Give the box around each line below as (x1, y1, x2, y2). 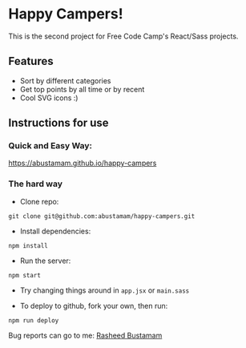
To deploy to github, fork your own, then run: (19, 301, 168, 310)
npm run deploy (8, 316, 59, 325)
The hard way (8, 178, 63, 189)
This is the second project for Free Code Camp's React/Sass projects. (8, 31, 239, 41)
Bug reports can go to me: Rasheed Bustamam (8, 330, 163, 340)
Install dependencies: (19, 226, 91, 236)
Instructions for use (8, 116, 110, 130)
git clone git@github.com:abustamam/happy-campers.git (8, 212, 196, 221)
